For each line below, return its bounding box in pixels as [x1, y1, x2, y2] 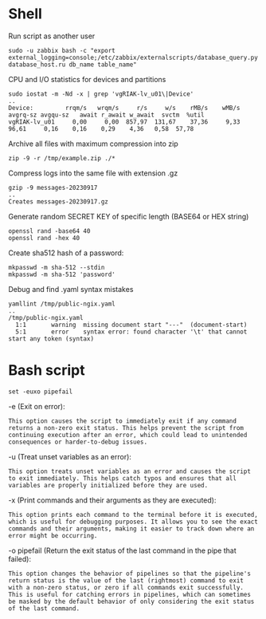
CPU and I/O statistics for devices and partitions [8, 74, 166, 84]
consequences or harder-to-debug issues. [8, 438, 148, 446]
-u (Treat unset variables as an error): [8, 451, 131, 461]
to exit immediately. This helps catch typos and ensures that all [8, 474, 237, 483]
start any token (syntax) [8, 334, 94, 343]
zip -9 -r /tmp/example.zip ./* [8, 154, 115, 162]
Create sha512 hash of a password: [8, 248, 124, 258]
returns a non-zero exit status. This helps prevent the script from [8, 424, 244, 432]
